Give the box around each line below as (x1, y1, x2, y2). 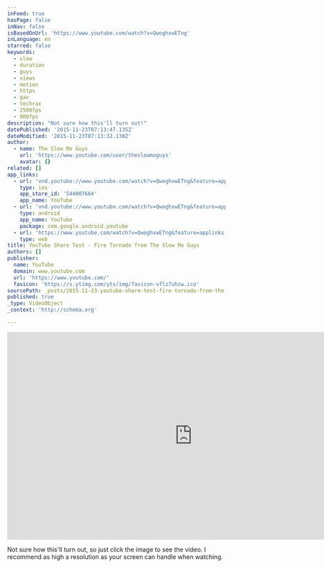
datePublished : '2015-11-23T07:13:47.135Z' (7, 126, 135, 133)
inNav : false (7, 23, 45, 30)
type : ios (19, 184, 48, 191)
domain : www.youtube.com (13, 267, 85, 274)
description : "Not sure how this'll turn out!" (7, 119, 147, 127)
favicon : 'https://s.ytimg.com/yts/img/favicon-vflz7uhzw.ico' (13, 281, 199, 287)
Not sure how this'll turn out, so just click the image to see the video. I (7, 545, 206, 553)
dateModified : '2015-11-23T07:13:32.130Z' (7, 132, 132, 139)
